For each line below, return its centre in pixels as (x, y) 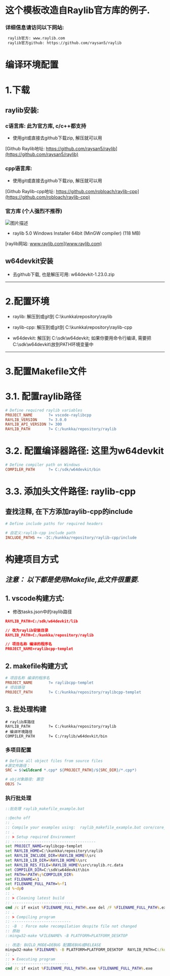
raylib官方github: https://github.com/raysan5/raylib (65, 43)
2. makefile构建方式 (36, 666)
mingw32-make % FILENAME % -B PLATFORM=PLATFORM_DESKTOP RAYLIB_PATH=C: (82, 950)
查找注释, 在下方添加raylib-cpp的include (69, 512)
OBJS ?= (13, 784)
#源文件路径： (18, 766)
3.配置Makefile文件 (46, 371)
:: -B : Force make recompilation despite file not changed (71, 926)
